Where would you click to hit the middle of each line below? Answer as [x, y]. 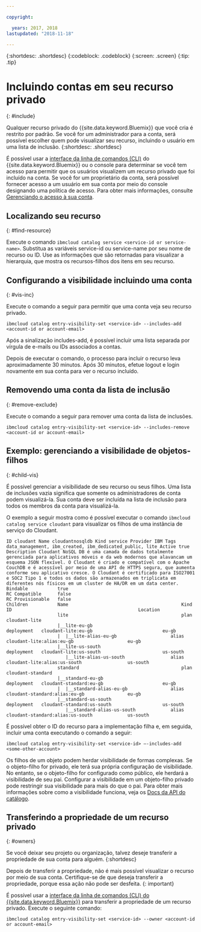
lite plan [125, 615]
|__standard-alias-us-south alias [125, 710]
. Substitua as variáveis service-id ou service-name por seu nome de [105, 249]
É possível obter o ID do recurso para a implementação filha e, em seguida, [99, 726]
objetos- [175, 451]
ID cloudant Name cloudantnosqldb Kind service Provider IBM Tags [91, 541]
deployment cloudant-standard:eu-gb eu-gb [91, 683]
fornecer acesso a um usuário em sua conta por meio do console [87, 184]
